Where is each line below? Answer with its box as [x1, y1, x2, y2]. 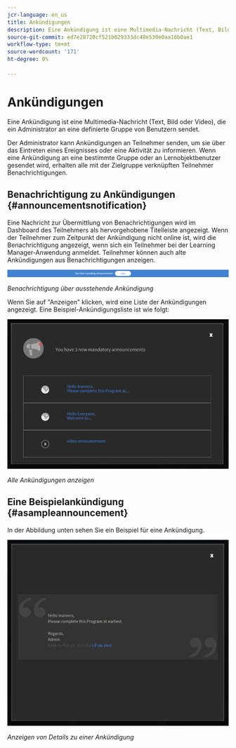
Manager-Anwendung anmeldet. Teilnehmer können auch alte [7, 248, 186, 256]
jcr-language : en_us [7, 11, 68, 18]
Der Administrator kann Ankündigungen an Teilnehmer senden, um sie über [7, 138, 226, 147]
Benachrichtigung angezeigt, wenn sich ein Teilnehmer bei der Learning [7, 241, 216, 249]
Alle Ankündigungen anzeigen [7, 476, 95, 484]
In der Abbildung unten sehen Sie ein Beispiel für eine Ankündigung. [7, 526, 205, 534]
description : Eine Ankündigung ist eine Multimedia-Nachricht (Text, [7, 26, 216, 33]
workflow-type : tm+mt [7, 41, 71, 48]
